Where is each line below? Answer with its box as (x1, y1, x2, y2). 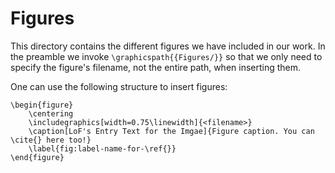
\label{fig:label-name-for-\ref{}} (28, 143, 177, 154)
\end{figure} (10, 152, 65, 162)
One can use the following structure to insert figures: (10, 80, 228, 92)
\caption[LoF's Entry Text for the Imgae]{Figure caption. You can (28, 126, 315, 136)
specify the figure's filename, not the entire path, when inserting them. (10, 61, 302, 73)
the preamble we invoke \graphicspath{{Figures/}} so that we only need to (10, 50, 323, 62)
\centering (28, 108, 74, 119)
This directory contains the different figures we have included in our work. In (10, 40, 326, 52)
